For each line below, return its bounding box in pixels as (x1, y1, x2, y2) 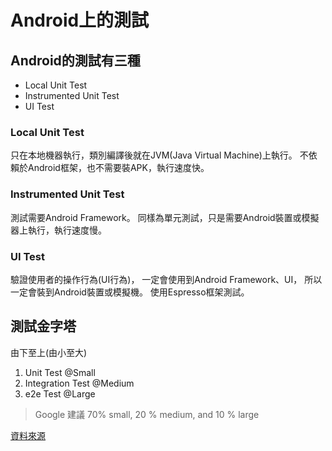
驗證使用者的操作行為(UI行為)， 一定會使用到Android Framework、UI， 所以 (10, 273, 323, 285)
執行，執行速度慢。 (27, 224, 107, 236)
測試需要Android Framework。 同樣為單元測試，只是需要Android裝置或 (10, 211, 302, 223)
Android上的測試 (10, 9, 150, 32)
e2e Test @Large (24, 387, 96, 400)
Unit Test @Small (24, 366, 96, 378)
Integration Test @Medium (24, 377, 135, 389)
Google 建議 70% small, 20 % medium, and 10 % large (34, 408, 260, 420)
